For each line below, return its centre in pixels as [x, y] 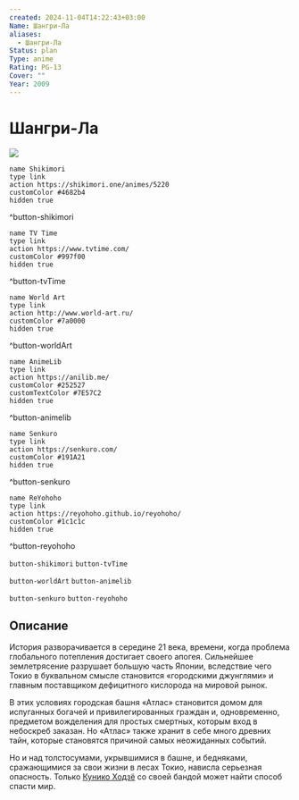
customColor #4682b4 [48, 192]
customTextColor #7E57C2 [55, 393]
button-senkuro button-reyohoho [68, 598]
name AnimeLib [36, 362]
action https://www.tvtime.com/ [69, 248]
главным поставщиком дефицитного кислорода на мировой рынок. [138, 686]
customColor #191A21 [48, 457]
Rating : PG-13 [36, 68]
